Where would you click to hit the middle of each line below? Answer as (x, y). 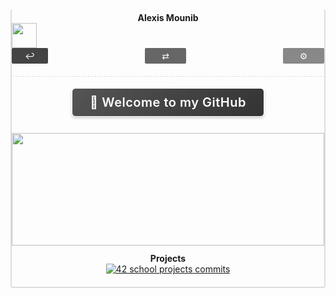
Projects (168, 258)
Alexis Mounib (168, 17)
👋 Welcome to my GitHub (168, 102)
